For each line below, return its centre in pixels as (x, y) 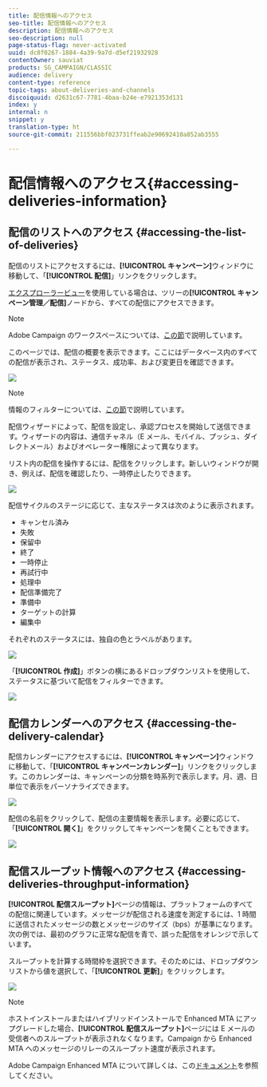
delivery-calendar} (57, 737)
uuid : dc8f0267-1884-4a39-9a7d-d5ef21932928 (83, 53)
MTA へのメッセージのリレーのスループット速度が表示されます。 (114, 1049)
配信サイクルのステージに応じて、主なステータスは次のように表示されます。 (133, 505)
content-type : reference (49, 82)
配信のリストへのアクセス (71, 232)
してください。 (33, 1076)
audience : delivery (41, 75)
